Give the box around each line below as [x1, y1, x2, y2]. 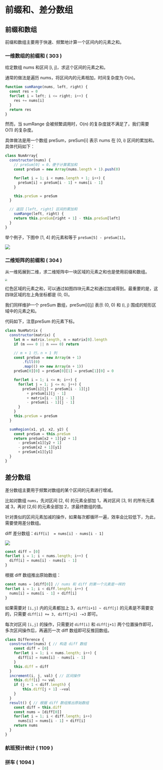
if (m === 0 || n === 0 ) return [14, 342, 79, 347]
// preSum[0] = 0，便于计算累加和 [14, 163, 78, 167]
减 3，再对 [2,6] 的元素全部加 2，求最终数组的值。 [5, 503, 106, 509]
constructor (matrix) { [9, 333, 55, 338]
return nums [14, 723, 38, 728]
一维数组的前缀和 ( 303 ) [5, 52, 62, 59]
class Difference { [5, 637, 45, 642]
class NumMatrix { [5, 328, 42, 333]
